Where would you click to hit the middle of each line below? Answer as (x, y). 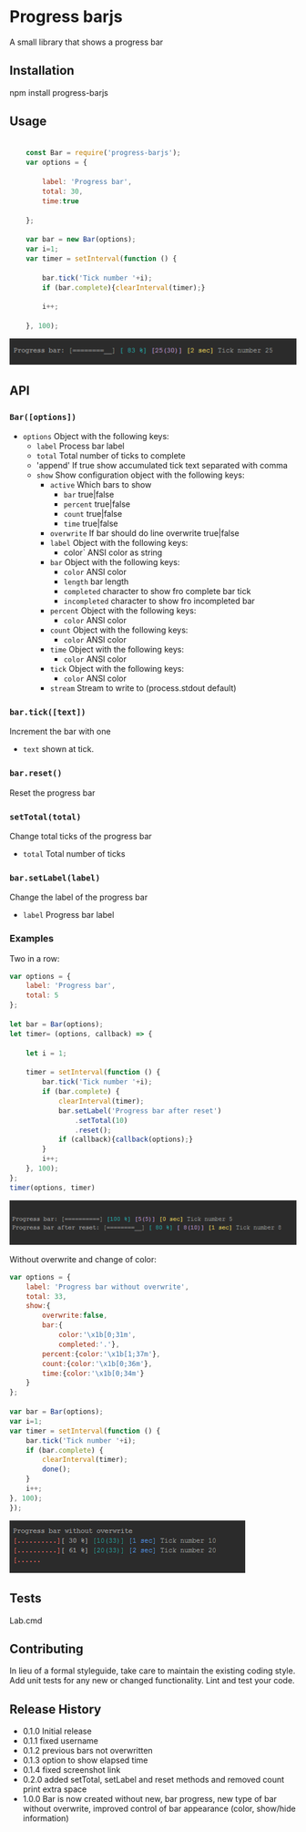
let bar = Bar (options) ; (56, 1024)
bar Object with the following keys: (115, 562)
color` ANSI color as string (113, 552)
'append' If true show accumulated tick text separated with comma (162, 466)
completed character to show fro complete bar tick (157, 592)
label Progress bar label (68, 915)
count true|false (93, 514)
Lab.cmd (26, 1621)
